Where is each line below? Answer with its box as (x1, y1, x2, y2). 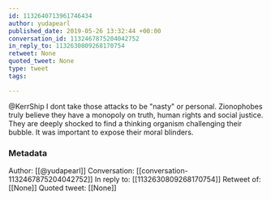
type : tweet (8, 65, 49, 73)
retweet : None (8, 49, 57, 57)
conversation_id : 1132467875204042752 (8, 34, 140, 43)
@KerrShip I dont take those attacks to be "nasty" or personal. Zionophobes (8, 101, 263, 111)
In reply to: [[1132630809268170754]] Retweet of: (94, 174, 261, 184)
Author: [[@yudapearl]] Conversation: (8, 165, 135, 175)
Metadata (8, 147, 47, 159)
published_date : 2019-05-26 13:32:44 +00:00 (8, 27, 161, 35)
